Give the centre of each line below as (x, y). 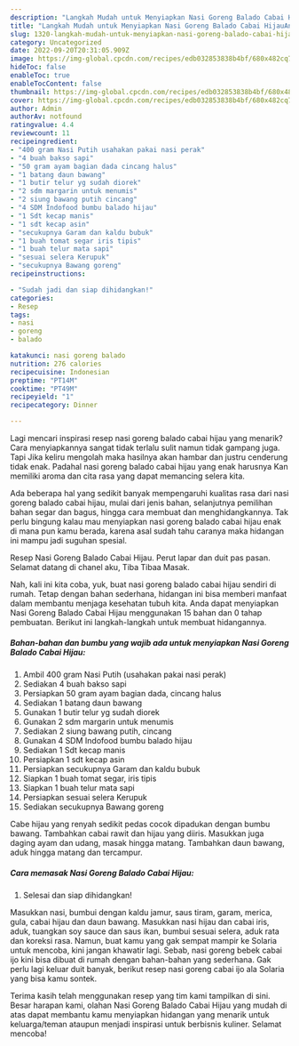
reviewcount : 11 (40, 133)
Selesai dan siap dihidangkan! (77, 895)
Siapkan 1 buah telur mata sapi (79, 787)
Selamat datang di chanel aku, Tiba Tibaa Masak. (100, 567)
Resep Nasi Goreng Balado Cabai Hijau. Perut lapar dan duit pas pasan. (140, 558)
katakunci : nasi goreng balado (68, 356)
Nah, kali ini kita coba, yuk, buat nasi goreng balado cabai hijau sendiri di (143, 584)
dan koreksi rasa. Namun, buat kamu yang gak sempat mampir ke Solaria (144, 940)
